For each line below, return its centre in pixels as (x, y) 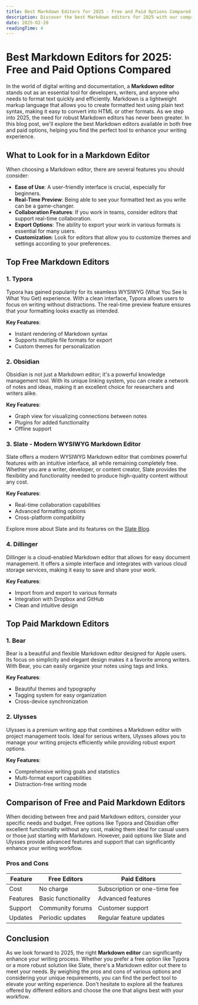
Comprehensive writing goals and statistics (67, 771)
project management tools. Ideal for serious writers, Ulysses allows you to (96, 736)
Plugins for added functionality (52, 422)
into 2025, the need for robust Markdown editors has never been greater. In (98, 118)
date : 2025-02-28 (27, 22)
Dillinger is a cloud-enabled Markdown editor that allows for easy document (98, 557)
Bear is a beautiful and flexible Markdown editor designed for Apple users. (96, 653)
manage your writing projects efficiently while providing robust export (91, 742)
